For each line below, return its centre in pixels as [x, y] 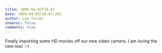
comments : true [20, 27]
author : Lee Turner [25, 18]
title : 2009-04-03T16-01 [30, 9]
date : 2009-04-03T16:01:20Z [33, 14]
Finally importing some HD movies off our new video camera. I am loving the [81, 41]
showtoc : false [20, 23]
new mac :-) [17, 46]
